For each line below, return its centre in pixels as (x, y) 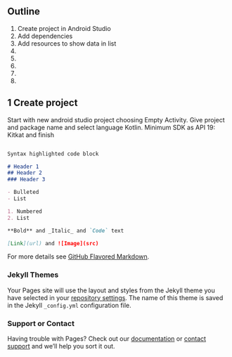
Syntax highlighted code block (53, 154)
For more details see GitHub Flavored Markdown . (78, 257)
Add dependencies (45, 36)
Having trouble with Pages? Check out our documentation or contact (107, 338)
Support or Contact (41, 323)
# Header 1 (23, 167)
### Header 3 (26, 180)
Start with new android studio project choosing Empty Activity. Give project (116, 119)
